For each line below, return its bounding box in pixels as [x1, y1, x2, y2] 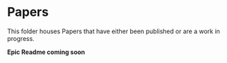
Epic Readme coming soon [7, 48, 85, 56]
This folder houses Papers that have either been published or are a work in [7, 27, 220, 35]
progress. [7, 34, 35, 42]
